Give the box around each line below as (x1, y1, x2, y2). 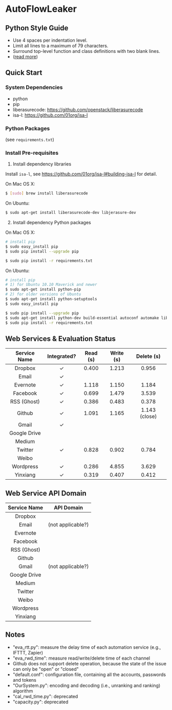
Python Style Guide (5, 24, 69, 32)
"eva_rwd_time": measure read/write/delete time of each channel (12, 655, 150, 661)
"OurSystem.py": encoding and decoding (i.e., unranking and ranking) (12, 682, 161, 688)
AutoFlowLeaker (5, 3, 77, 15)
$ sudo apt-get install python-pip (5, 287, 81, 292)
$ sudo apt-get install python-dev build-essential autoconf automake (5, 315, 159, 320)
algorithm (12, 687, 33, 694)
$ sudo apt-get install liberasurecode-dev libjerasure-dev (5, 210, 137, 215)
